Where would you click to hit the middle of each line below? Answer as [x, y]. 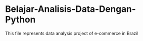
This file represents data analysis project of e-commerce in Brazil [72, 33]
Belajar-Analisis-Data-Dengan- [71, 9]
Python [20, 20]
